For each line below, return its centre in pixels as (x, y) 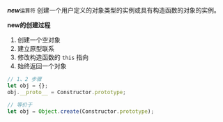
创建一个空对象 (39, 40)
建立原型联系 (36, 48)
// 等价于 (20, 105)
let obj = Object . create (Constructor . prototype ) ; (81, 111)
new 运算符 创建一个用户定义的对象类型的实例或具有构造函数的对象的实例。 (114, 10)
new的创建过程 (29, 25)
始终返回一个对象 (42, 66)
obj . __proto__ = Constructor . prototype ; (67, 92)
